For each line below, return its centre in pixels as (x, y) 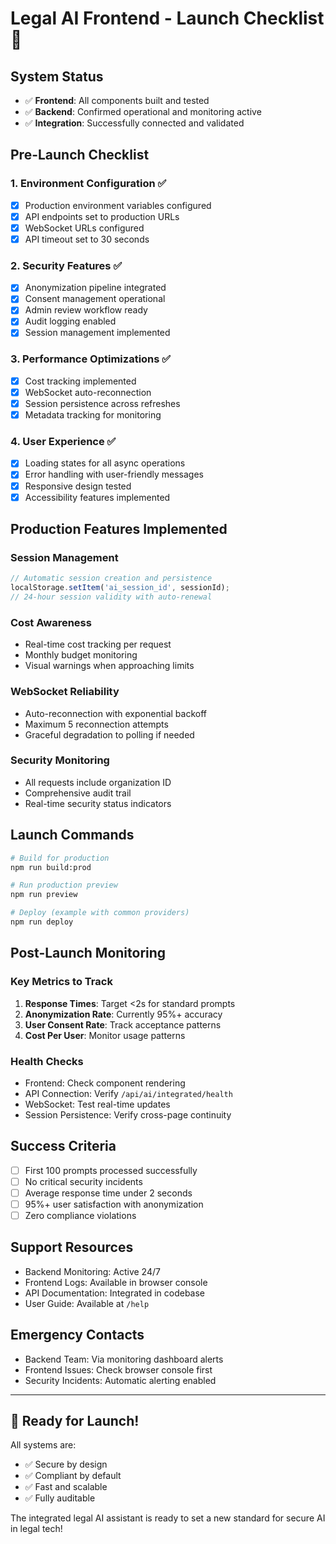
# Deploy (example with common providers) (100, 913)
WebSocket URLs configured (84, 228)
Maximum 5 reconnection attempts (96, 724)
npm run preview (44, 895)
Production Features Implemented (119, 529)
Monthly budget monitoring (81, 655)
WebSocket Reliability (65, 692)
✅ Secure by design (66, 1464)
